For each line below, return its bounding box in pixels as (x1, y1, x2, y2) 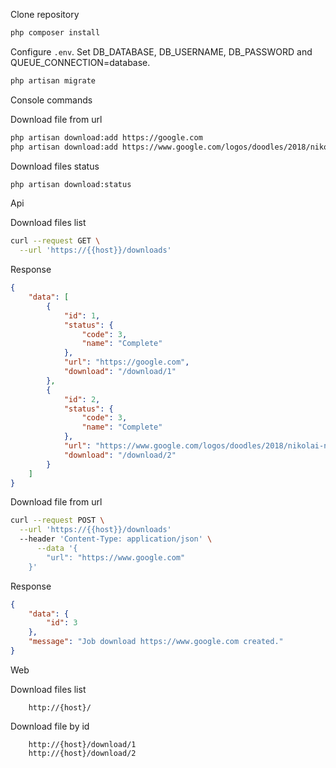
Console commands (10, 94, 93, 106)
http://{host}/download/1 (28, 739, 137, 749)
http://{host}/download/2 (28, 748, 137, 758)
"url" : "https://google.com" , (63, 357, 190, 368)
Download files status (10, 160, 100, 172)
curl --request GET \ (10, 236, 101, 246)
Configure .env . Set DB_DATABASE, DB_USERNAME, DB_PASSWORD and (10, 45, 313, 58)
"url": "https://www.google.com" (46, 552, 186, 563)
